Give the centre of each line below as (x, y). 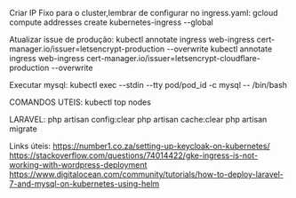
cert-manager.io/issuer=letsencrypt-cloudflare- (173, 58)
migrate (23, 129)
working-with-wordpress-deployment (78, 165)
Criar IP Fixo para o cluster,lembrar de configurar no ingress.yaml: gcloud (144, 13)
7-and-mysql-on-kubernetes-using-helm (84, 184)
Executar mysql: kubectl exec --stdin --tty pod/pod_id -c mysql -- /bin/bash (148, 85)
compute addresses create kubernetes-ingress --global (111, 22)
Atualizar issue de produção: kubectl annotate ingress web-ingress (132, 40)
